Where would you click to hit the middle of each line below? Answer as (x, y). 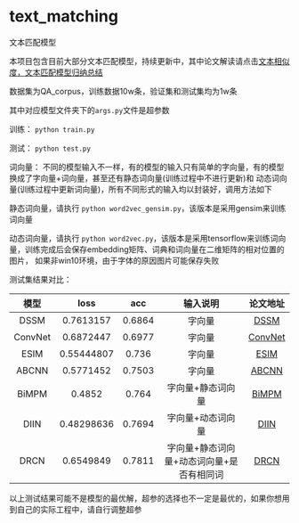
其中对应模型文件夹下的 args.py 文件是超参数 (90, 110)
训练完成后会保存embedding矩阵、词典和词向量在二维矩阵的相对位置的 (154, 249)
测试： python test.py (50, 148)
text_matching (64, 16)
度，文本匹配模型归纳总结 (56, 72)
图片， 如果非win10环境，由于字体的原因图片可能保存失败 (114, 260)
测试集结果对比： (40, 279)
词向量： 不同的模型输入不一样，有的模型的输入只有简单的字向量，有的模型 (147, 167)
